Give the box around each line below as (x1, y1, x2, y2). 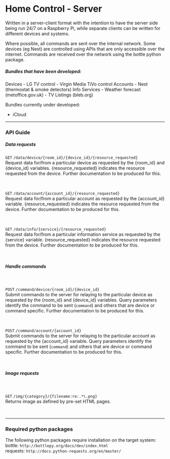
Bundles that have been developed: (5, 68, 82, 74)
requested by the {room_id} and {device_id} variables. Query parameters (5, 297, 157, 303)
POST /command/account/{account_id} (5, 328, 82, 333)
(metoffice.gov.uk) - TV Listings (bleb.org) (5, 92, 94, 98)
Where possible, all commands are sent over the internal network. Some (5, 40, 156, 46)
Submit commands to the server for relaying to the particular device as (5, 291, 153, 297)
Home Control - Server (5, 3, 102, 15)
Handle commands (5, 263, 47, 269)
